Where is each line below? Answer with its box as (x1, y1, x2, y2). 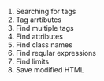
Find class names (15, 40, 73, 50)
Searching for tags (15, 7, 76, 16)
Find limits (15, 57, 50, 66)
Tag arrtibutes (15, 15, 61, 24)
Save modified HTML (15, 65, 84, 74)
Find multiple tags (15, 24, 74, 32)
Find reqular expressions (15, 49, 97, 57)
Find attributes (15, 31, 63, 41)
